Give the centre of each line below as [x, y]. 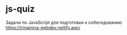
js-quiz [20, 9]
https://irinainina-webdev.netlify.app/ [43, 27]
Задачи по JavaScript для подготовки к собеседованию [64, 22]
